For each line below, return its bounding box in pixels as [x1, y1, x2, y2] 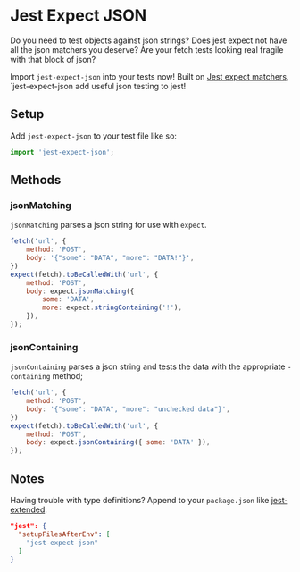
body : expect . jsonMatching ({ [26, 287, 135, 296]
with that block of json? [10, 54, 96, 64]
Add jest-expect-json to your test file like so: [10, 130, 178, 141]
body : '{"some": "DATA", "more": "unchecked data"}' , [26, 404, 230, 414]
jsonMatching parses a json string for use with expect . [10, 220, 208, 231]
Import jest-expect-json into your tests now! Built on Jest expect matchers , [10, 71, 289, 81]
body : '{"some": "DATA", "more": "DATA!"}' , [26, 254, 195, 263]
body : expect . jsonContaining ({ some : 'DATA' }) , [26, 438, 211, 447]
